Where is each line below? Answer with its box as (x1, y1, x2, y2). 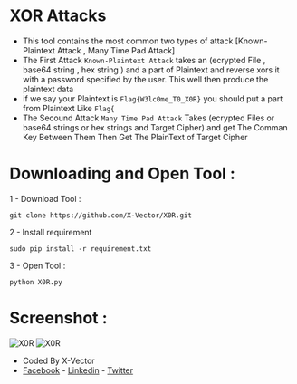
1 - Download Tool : (9, 193, 81, 204)
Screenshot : (9, 308, 108, 329)
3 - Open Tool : (9, 260, 66, 271)
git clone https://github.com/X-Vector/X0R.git (9, 210, 193, 220)
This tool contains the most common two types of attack (22, 35, 234, 46)
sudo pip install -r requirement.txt (9, 244, 152, 254)
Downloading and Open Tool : (9, 164, 235, 184)
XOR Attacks (9, 5, 107, 26)
